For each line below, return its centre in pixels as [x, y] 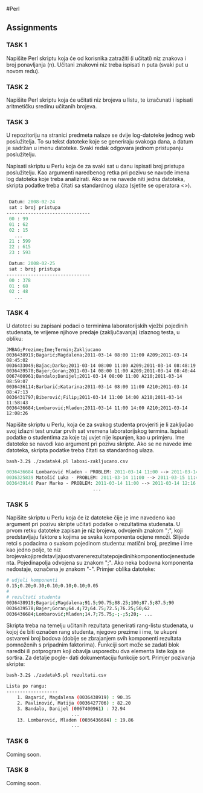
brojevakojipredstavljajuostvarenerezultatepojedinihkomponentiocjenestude [101, 556]
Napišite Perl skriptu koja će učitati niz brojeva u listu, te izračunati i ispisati [100, 100]
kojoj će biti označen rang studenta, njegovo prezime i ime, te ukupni [92, 632]
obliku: [14, 339]
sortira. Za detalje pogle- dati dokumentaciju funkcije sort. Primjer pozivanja [101, 658]
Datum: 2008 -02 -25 [32, 264]
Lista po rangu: [27, 686]
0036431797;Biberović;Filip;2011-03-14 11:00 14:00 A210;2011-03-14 [94, 398]
